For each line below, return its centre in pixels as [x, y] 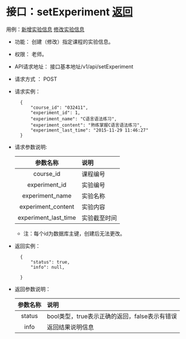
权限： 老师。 [31, 54]
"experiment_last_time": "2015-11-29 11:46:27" [89, 130]
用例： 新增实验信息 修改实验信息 [45, 29]
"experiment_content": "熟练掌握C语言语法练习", [86, 125]
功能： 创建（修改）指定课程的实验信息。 [64, 41]
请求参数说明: [31, 147]
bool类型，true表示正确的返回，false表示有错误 [112, 316]
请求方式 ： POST [36, 79]
